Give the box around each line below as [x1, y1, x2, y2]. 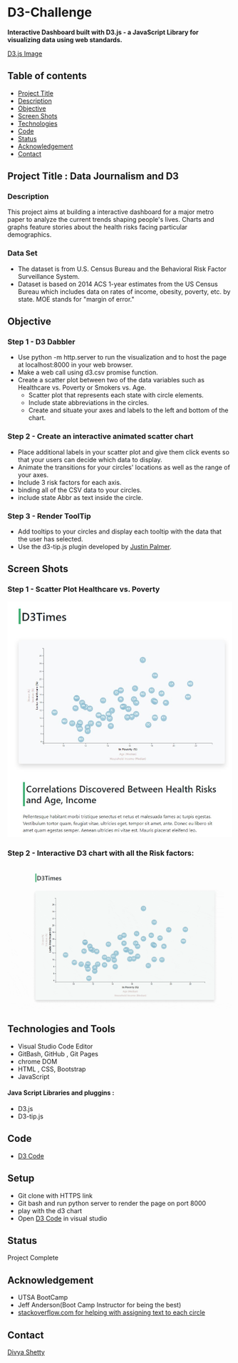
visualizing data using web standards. [7, 35, 123, 44]
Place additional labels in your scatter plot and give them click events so [17, 447, 230, 456]
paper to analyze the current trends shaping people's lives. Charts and [7, 215, 214, 224]
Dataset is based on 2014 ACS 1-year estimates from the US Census [17, 280, 219, 288]
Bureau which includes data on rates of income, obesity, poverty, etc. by [17, 287, 231, 296]
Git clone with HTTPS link [17, 1191, 93, 1200]
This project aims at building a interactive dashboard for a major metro [7, 208, 214, 216]
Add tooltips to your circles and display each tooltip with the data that [17, 527, 222, 536]
